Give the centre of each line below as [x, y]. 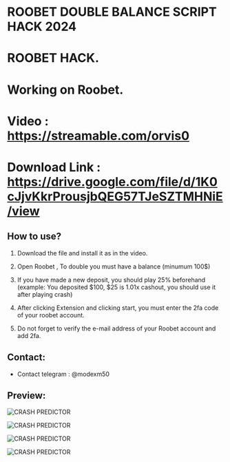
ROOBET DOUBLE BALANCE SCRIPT [112, 12]
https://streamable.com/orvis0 [98, 136]
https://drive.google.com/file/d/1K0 [113, 181]
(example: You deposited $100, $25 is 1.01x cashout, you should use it [116, 287]
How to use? [34, 237]
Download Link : [54, 167]
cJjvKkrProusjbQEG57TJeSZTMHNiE [115, 196]
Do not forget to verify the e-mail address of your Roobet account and [116, 328]
